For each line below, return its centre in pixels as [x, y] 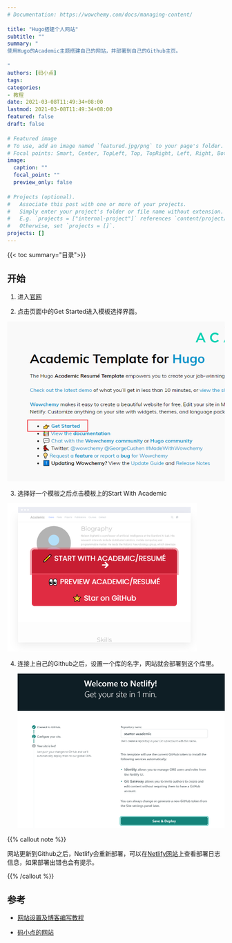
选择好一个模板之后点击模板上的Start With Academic [92, 494]
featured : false [30, 117]
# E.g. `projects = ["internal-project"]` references [89, 219]
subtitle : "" [26, 37]
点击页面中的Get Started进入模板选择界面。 [79, 311]
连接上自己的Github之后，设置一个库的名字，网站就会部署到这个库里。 [117, 664]
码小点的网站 [35, 933]
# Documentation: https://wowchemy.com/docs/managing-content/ [100, 15]
